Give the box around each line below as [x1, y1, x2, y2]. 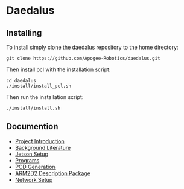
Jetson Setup [14, 150, 48, 158]
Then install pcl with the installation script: [6, 66, 111, 73]
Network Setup [14, 176, 53, 183]
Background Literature [14, 144, 71, 151]
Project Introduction [14, 137, 65, 145]
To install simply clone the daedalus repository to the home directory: [6, 43, 179, 51]
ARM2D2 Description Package [14, 170, 90, 177]
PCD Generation [14, 163, 56, 170]
